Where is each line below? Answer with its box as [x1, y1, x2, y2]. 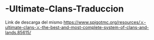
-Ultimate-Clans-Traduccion [5, 3, 124, 14]
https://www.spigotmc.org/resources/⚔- [63, 19, 147, 25]
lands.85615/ [5, 29, 31, 35]
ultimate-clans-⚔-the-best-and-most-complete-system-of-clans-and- [5, 24, 149, 30]
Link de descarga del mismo [5, 19, 63, 25]
